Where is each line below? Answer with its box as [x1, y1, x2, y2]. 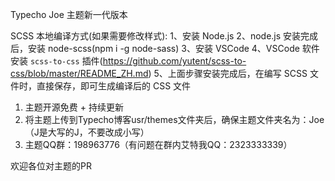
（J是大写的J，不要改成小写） [24, 126, 150, 138]
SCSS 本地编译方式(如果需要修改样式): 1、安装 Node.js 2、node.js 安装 [10, 30, 302, 42]
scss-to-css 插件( [29, 55, 103, 67]
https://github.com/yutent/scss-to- [102, 55, 247, 67]
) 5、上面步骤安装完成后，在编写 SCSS [148, 68, 308, 79]
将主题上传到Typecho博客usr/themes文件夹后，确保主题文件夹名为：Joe [24, 114, 325, 125]
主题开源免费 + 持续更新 [24, 101, 124, 113]
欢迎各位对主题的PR [10, 160, 92, 172]
